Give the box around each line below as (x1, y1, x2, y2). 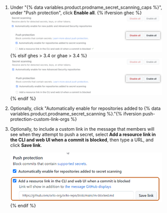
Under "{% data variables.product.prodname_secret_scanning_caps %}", (10, 5, 162, 10)
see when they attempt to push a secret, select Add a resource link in (10, 132, 156, 138)
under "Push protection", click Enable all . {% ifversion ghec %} (10, 10, 142, 16)
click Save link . (10, 142, 42, 148)
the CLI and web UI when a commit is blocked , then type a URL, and (10, 137, 154, 143)
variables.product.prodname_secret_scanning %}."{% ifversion (10, 111, 142, 117)
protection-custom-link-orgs (10, 116, 70, 123)
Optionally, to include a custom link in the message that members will (10, 126, 154, 132)
